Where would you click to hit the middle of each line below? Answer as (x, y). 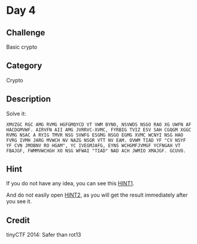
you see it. (19, 201)
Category (24, 66)
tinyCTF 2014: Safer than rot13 (44, 235)
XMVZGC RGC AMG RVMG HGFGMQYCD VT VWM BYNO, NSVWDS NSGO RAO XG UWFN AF (99, 124)
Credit (18, 220)
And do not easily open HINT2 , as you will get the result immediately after (97, 195)
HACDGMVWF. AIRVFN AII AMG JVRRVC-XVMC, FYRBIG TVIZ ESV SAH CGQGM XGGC (99, 129)
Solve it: (16, 113)
